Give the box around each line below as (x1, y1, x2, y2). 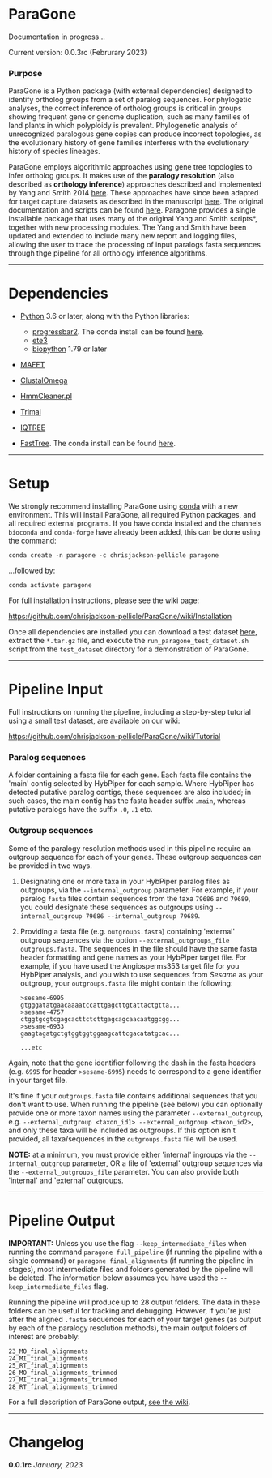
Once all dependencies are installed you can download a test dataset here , (8, 627, 257, 637)
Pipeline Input (8, 681, 104, 698)
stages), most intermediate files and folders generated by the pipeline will (8, 1264, 254, 1274)
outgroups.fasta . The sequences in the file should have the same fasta (19, 943, 257, 953)
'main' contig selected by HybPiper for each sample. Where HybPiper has (8, 779, 255, 788)
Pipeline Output (8, 1211, 116, 1230)
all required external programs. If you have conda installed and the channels (8, 518, 262, 528)
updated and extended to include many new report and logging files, (8, 231, 237, 241)
